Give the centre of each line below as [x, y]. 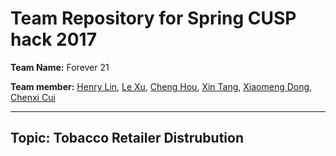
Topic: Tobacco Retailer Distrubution [127, 138]
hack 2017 [53, 39]
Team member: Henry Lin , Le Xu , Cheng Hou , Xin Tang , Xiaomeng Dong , [161, 86]
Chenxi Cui [33, 97]
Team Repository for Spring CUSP [153, 18]
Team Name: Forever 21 [60, 67]
